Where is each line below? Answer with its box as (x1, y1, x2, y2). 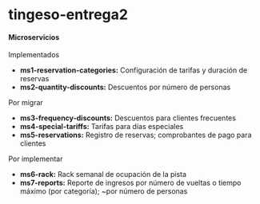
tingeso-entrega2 (8, 6, 128, 24)
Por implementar (8, 154, 63, 164)
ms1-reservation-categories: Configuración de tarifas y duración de (19, 65, 248, 75)
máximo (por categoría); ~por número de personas (19, 186, 188, 196)
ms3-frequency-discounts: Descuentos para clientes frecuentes (19, 113, 236, 123)
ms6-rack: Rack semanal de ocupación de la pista (19, 170, 186, 179)
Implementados (8, 50, 60, 60)
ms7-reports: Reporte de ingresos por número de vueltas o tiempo (19, 178, 242, 188)
